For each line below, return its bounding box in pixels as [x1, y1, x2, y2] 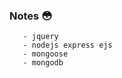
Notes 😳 [9, 9, 53, 23]
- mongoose [22, 49, 69, 59]
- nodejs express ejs [22, 40, 113, 51]
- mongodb [22, 58, 64, 68]
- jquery [22, 32, 59, 42]
